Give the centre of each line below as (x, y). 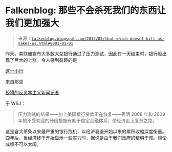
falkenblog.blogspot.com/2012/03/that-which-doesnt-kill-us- (98, 39)
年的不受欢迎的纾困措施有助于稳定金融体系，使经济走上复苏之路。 (87, 120)
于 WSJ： (15, 103)
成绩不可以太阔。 (23, 144)
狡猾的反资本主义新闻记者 (32, 92)
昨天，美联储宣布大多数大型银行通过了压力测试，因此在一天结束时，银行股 (84, 54)
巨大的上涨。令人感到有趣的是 (46, 60)
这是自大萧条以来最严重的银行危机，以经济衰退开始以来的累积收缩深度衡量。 (86, 131)
